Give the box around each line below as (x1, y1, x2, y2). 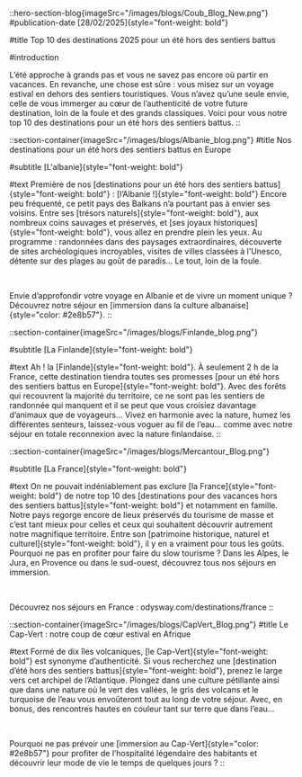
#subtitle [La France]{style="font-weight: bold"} (9, 463, 187, 474)
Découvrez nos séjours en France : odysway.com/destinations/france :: (9, 602, 274, 612)
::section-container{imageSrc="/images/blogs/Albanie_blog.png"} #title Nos (9, 135, 292, 145)
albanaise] (209, 300, 249, 310)
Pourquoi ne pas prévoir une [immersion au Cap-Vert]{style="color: (9, 738, 259, 749)
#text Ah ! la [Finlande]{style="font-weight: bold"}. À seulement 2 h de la (9, 362, 279, 372)
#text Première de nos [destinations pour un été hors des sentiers (9, 179, 253, 190)
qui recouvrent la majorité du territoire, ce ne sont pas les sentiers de (9, 390, 265, 401)
